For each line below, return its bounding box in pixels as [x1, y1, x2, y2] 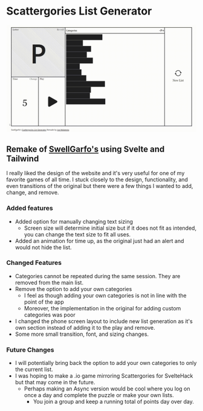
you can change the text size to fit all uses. [24, 230, 131, 238]
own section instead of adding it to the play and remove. [14, 324, 155, 331]
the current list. [14, 366, 53, 373]
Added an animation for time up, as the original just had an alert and [14, 237, 184, 244]
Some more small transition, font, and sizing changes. [14, 330, 149, 338]
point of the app [24, 298, 65, 306]
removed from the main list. [14, 279, 83, 286]
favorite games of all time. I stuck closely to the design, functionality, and [6, 176, 188, 183]
